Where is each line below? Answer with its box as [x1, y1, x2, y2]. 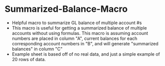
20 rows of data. [11, 56, 46, 62]
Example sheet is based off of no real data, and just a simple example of [11, 51, 160, 57]
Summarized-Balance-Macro [4, 3, 128, 15]
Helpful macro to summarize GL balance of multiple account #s [11, 20, 142, 26]
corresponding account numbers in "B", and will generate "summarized [11, 40, 159, 46]
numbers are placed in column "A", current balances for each [11, 35, 138, 41]
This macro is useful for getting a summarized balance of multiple [11, 25, 147, 31]
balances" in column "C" [11, 46, 63, 52]
